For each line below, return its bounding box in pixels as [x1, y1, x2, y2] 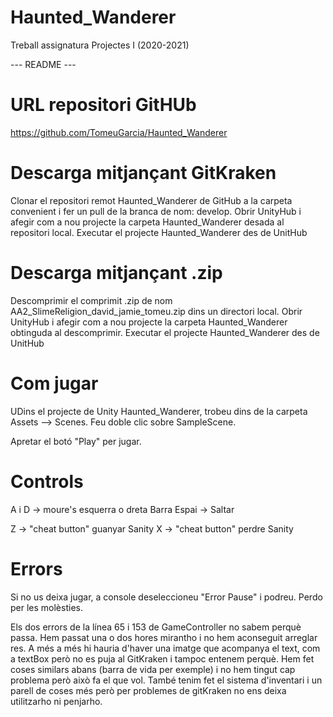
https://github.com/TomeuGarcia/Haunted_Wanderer [10, 126, 228, 138]
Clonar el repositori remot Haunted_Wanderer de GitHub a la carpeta [10, 194, 293, 206]
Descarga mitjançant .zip [10, 262, 223, 284]
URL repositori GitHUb [10, 94, 197, 116]
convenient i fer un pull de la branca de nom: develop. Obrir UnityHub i [10, 205, 302, 217]
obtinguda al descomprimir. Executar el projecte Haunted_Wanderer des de [10, 326, 320, 338]
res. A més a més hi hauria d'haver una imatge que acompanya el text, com [10, 642, 321, 654]
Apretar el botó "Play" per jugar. [10, 435, 142, 447]
